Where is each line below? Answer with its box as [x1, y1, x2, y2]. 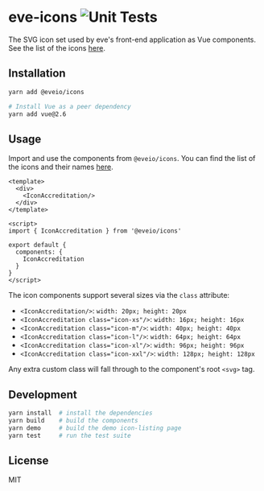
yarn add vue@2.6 [8, 109, 67, 118]
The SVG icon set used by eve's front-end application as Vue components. [8, 35, 256, 44]
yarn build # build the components [8, 416, 138, 424]
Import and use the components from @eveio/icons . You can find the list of [8, 154, 256, 163]
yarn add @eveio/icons [8, 88, 85, 96]
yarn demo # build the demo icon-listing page [8, 423, 182, 432]
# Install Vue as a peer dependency [8, 102, 131, 110]
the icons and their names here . [8, 162, 114, 172]
